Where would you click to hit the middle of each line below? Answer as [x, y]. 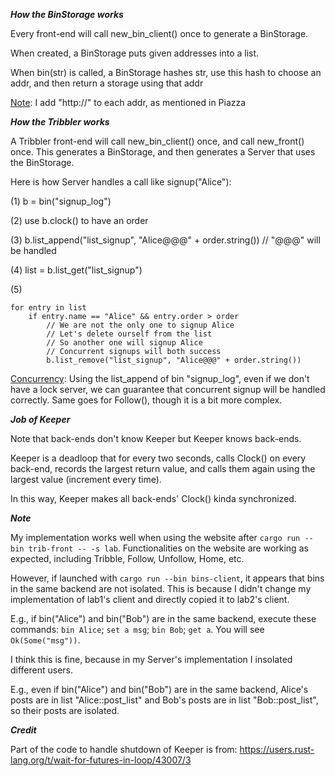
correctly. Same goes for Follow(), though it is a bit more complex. [146, 400]
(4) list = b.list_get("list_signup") [76, 270]
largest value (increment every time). [86, 479]
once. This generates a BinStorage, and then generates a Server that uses [163, 152]
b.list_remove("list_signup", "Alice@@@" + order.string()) [174, 360]
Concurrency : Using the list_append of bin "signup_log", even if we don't [160, 378]
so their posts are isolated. [65, 710]
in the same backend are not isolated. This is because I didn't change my [161, 588]
